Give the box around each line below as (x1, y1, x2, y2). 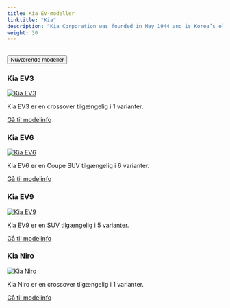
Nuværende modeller (10, 56, 64, 63)
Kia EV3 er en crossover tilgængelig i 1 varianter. (7, 102, 144, 110)
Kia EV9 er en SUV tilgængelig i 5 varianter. (7, 221, 129, 229)
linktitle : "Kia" (7, 16, 57, 23)
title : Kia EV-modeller (7, 10, 75, 17)
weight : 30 (7, 29, 38, 36)
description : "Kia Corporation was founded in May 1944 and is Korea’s (7, 23, 216, 29)
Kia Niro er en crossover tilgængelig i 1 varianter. (7, 280, 144, 288)
